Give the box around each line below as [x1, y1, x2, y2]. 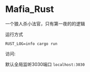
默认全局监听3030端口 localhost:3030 [5, 61, 85, 67]
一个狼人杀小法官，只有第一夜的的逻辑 [5, 20, 85, 26]
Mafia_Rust [5, 3, 54, 15]
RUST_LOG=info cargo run [5, 41, 58, 46]
